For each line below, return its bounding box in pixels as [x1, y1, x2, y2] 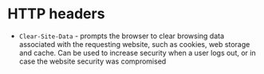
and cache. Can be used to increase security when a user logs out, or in [18, 48, 256, 57]
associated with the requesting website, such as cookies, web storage [18, 39, 250, 49]
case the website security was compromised [18, 56, 167, 66]
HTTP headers [7, 5, 105, 23]
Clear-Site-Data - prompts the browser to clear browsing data [18, 31, 225, 41]
